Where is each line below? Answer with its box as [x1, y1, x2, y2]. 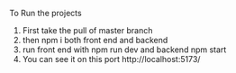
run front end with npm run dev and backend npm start [22, 44, 227, 55]
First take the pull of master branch [22, 25, 153, 35]
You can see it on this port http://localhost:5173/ [22, 54, 201, 64]
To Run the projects [9, 8, 83, 18]
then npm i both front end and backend [22, 35, 168, 45]
